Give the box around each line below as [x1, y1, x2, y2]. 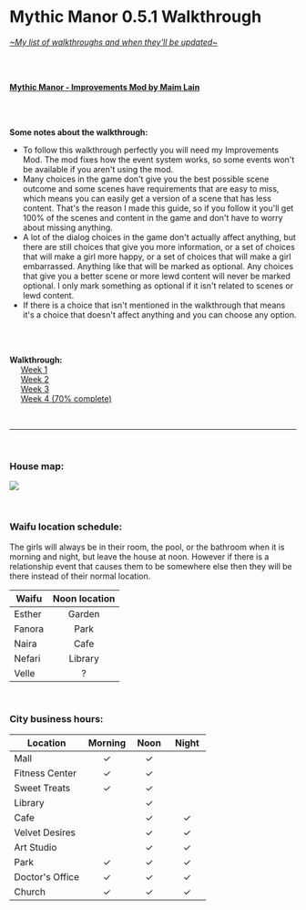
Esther [14, 607, 43, 620]
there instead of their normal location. [9, 570, 151, 581]
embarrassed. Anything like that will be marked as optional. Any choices [22, 260, 294, 271]
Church [14, 885, 46, 898]
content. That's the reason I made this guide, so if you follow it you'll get [22, 203, 294, 214]
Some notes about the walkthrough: [9, 126, 148, 138]
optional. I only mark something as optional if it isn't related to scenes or [22, 280, 294, 291]
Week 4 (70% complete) [20, 392, 112, 403]
